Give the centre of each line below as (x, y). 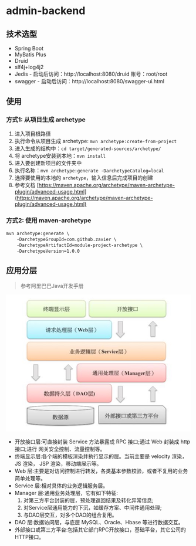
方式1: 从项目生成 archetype (46, 120)
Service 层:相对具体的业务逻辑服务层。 (61, 486)
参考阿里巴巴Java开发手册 (52, 286)
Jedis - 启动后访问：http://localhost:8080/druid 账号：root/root (91, 74)
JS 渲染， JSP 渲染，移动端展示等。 (58, 463)
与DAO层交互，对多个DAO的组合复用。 (70, 515)
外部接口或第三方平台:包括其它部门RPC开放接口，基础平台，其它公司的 (100, 530)
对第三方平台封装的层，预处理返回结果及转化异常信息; (88, 500)
